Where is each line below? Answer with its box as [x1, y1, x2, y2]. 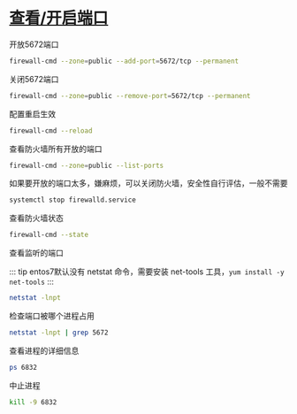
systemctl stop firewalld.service [9, 195, 137, 204]
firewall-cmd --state [9, 231, 89, 240]
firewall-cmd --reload [9, 126, 93, 135]
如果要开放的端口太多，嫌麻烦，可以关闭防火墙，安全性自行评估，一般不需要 [9, 178, 288, 188]
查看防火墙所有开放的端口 [9, 143, 103, 154]
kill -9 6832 [9, 397, 57, 407]
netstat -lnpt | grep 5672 [9, 328, 109, 337]
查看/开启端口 [9, 8, 109, 28]
